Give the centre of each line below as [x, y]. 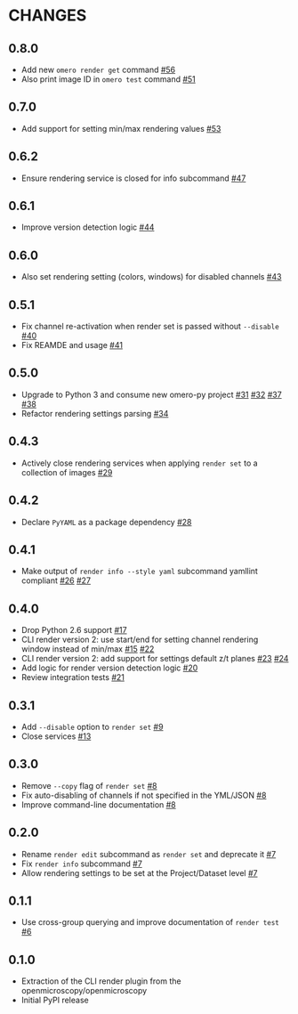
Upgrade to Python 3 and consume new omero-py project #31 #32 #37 [151, 394]
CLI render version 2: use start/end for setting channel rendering [140, 640]
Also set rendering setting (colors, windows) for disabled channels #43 [151, 277]
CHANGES [48, 16]
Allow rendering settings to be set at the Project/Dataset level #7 [139, 872]
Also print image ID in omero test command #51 [109, 79]
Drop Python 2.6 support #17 [74, 630]
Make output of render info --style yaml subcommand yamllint [140, 572]
